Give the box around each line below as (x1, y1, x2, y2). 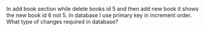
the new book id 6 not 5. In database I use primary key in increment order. (6, 12, 192, 19)
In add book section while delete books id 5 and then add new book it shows (6, 5, 199, 12)
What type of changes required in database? (6, 18, 118, 25)
